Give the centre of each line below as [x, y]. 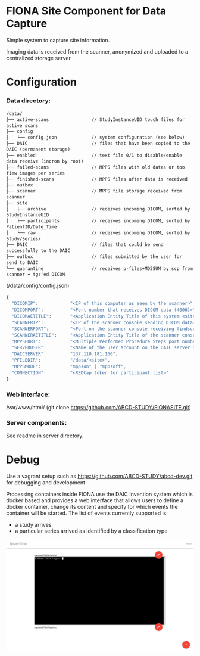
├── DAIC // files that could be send [85, 245]
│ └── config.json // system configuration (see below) [96, 138]
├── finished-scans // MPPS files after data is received [97, 179]
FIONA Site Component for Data [86, 11]
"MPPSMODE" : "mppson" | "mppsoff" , [69, 367]
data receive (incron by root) [45, 161]
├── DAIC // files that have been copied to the [98, 144]
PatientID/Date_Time [32, 227]
